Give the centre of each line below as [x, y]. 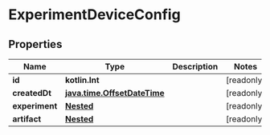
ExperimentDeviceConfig [94, 15]
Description [195, 67]
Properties [35, 44]
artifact [27, 119]
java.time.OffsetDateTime [115, 93]
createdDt [32, 93]
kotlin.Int [82, 80]
